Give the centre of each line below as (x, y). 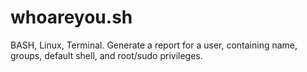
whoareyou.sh (71, 17)
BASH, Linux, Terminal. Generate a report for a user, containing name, (154, 45)
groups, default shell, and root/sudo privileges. (106, 55)
